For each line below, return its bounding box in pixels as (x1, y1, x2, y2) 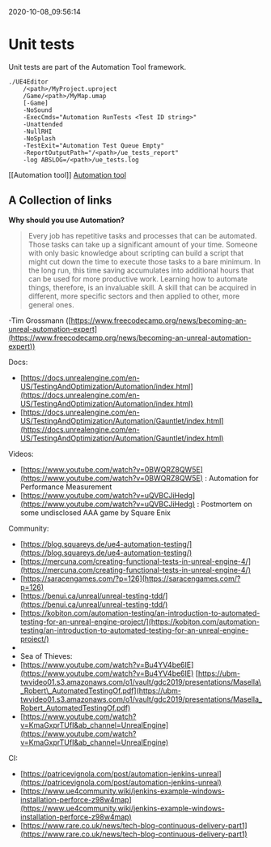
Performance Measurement (19, 482, 112, 492)
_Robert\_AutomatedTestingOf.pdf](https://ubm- (19, 686, 182, 695)
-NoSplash (23, 134, 57, 143)
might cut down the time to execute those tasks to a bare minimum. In (28, 256, 261, 266)
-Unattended (23, 120, 63, 128)
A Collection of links (8, 194, 112, 208)
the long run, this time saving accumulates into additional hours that (28, 265, 255, 275)
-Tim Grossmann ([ (8, 316, 71, 325)
